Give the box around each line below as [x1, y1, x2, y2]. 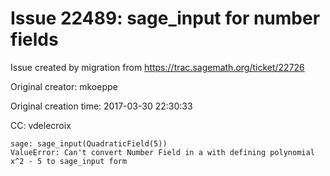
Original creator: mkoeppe [10, 80, 118, 92]
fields [10, 28, 59, 51]
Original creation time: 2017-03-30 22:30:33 [10, 100, 193, 112]
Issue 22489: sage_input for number [10, 7, 321, 30]
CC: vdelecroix [10, 119, 72, 131]
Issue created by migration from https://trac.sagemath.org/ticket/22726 [10, 61, 305, 73]
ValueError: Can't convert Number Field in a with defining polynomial [10, 147, 315, 157]
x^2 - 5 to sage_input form [10, 156, 128, 166]
